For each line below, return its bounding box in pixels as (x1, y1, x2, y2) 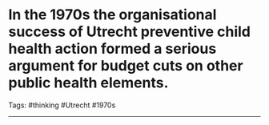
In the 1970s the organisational (8, 6, 217, 24)
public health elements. (8, 74, 169, 92)
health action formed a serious (8, 40, 217, 58)
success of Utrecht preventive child (8, 22, 251, 41)
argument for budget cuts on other (8, 57, 243, 75)
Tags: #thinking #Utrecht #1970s (8, 100, 116, 110)
